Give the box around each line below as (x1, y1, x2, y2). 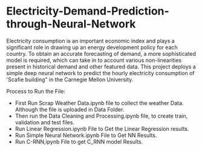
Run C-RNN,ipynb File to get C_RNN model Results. (15, 138, 143, 145)
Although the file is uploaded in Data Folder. (15, 106, 125, 113)
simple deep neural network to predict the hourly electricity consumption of (6, 69, 195, 76)
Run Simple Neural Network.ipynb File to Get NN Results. (15, 132, 157, 139)
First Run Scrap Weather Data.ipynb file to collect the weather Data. (15, 99, 184, 107)
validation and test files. (15, 118, 74, 126)
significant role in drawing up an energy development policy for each (6, 44, 178, 51)
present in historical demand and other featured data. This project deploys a (6, 62, 197, 70)
